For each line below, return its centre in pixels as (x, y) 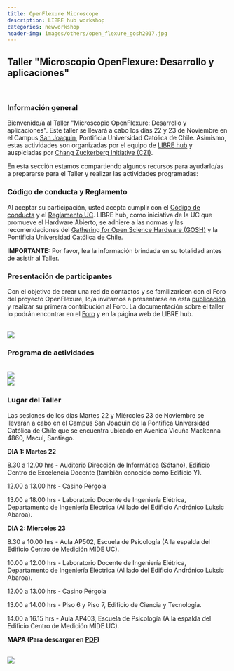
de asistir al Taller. (33, 258)
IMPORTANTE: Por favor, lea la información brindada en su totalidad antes (115, 250)
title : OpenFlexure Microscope (53, 14)
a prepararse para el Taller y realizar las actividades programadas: (103, 174)
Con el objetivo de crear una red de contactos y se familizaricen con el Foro (117, 291)
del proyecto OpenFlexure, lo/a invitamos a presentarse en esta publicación (116, 299)
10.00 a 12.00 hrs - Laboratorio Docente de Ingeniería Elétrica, (97, 562)
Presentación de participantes (60, 276)
